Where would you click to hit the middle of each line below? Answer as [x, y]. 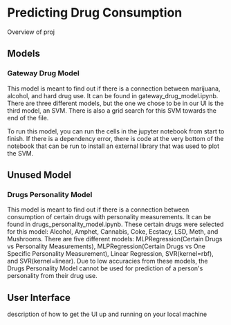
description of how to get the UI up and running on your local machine [107, 314]
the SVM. [20, 153]
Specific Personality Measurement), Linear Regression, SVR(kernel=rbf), [111, 254]
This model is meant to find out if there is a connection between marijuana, [114, 89]
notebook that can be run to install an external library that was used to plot [113, 146]
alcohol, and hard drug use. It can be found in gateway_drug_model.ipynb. [113, 95]
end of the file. [28, 118]
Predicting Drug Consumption [95, 13]
